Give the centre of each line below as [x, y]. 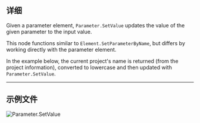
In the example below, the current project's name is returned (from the [92, 61]
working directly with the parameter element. [61, 49]
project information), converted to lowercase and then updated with [89, 67]
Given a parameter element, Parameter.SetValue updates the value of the [96, 25]
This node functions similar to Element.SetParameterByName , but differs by [96, 43]
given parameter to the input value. [49, 31]
